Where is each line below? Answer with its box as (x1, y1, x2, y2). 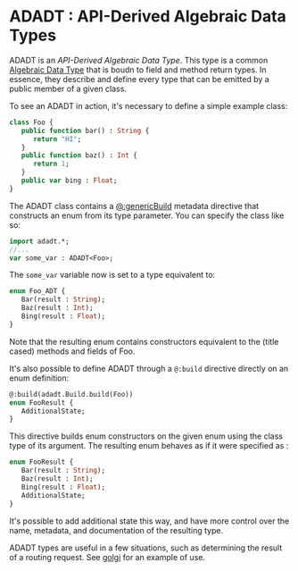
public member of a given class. (9, 83, 128, 94)
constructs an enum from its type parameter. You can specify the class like (9, 210, 285, 221)
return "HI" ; (32, 134, 82, 144)
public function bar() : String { (21, 126, 150, 135)
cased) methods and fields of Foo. (9, 346, 136, 357)
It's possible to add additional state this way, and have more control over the (9, 516, 290, 526)
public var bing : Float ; (21, 176, 118, 185)
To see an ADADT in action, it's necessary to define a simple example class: (9, 100, 288, 111)
